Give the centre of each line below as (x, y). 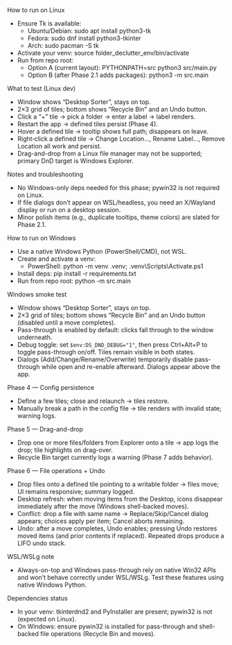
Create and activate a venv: (56, 259)
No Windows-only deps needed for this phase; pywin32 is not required (118, 188)
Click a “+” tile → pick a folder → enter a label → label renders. (106, 117)
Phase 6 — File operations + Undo (56, 471)
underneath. (35, 337)
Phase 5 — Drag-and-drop (45, 429)
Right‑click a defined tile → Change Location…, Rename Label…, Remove (121, 139)
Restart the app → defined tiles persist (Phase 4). (87, 124)
